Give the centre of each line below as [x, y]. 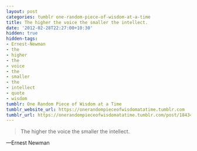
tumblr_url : [21, 115]
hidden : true [22, 33]
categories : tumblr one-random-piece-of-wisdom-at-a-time [78, 17]
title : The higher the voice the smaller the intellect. [77, 22]
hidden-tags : [22, 39]
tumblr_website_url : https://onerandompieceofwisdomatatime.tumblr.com [95, 109]
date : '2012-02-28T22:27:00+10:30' [50, 28]
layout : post [22, 11]
